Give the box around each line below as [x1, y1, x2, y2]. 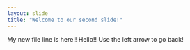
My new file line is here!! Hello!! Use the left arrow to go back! [7, 35, 184, 43]
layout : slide [7, 10, 49, 17]
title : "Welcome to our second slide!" [7, 16, 123, 23]
